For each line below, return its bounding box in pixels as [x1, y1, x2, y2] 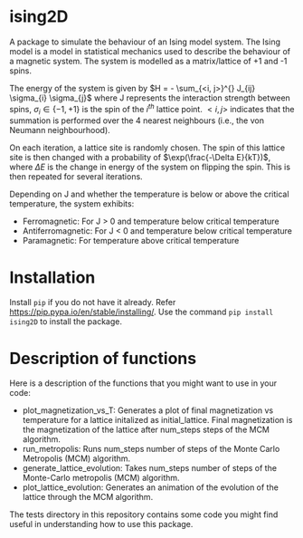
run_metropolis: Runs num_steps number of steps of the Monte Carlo [22, 444, 280, 455]
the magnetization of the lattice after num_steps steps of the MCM [22, 424, 270, 436]
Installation [9, 267, 96, 287]
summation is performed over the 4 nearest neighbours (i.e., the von [9, 115, 265, 126]
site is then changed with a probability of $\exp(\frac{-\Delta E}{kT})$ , [9, 152, 271, 163]
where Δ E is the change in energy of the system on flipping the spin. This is [9, 161, 291, 173]
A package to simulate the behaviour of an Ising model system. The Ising [9, 36, 280, 47]
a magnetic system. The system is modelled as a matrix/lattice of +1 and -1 [9, 55, 288, 66]
